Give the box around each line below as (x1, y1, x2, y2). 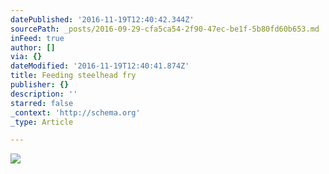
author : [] (10, 42, 56, 53)
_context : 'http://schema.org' (10, 107, 141, 118)
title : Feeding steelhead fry (10, 71, 137, 81)
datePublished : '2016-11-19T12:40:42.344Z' (10, 14, 195, 25)
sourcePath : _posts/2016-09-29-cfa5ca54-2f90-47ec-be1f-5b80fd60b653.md (10, 24, 320, 34)
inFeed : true (10, 33, 65, 43)
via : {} (10, 52, 43, 62)
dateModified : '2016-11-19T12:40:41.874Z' (10, 61, 190, 71)
